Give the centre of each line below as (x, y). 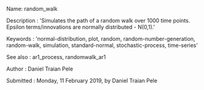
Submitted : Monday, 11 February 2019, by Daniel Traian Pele (82, 81)
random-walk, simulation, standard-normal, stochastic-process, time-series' (102, 45)
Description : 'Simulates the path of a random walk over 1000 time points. (98, 20)
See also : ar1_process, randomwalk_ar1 (56, 57)
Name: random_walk (32, 9)
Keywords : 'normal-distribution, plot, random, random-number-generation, (101, 39)
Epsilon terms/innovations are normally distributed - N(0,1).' (81, 27)
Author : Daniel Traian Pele (40, 69)
